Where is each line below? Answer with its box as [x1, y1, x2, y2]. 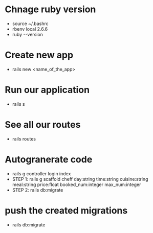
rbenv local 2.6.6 [12, 26, 48, 32]
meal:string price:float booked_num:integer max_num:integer [12, 181, 141, 188]
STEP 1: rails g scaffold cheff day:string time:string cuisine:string [12, 176, 148, 182]
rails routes [12, 135, 36, 142]
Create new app [5, 50, 74, 61]
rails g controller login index [12, 170, 71, 177]
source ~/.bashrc [12, 20, 49, 27]
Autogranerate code [5, 153, 93, 165]
